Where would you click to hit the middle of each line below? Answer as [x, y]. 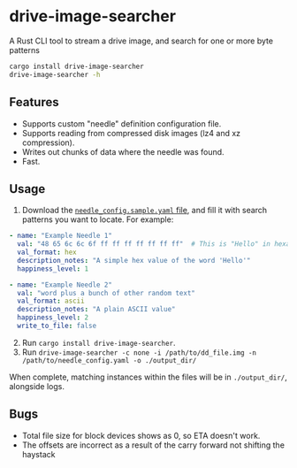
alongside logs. [37, 386]
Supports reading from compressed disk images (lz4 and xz [131, 133]
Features [34, 102]
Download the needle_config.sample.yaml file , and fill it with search [145, 211]
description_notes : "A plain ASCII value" [96, 310]
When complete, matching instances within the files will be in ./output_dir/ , [148, 377]
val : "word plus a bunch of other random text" [107, 293]
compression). [48, 142]
